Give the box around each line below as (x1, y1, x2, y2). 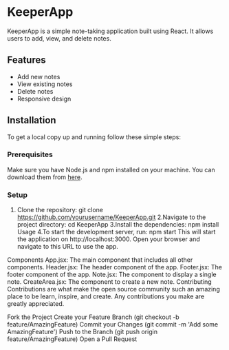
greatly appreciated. (7, 300, 65, 308)
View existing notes (17, 80, 73, 88)
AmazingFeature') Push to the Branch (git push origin (7, 328, 158, 336)
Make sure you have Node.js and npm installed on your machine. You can (7, 165, 215, 174)
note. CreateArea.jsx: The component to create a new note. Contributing (7, 278, 212, 286)
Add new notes (17, 72, 61, 81)
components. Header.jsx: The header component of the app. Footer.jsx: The (7, 263, 222, 271)
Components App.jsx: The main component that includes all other (7, 256, 193, 264)
